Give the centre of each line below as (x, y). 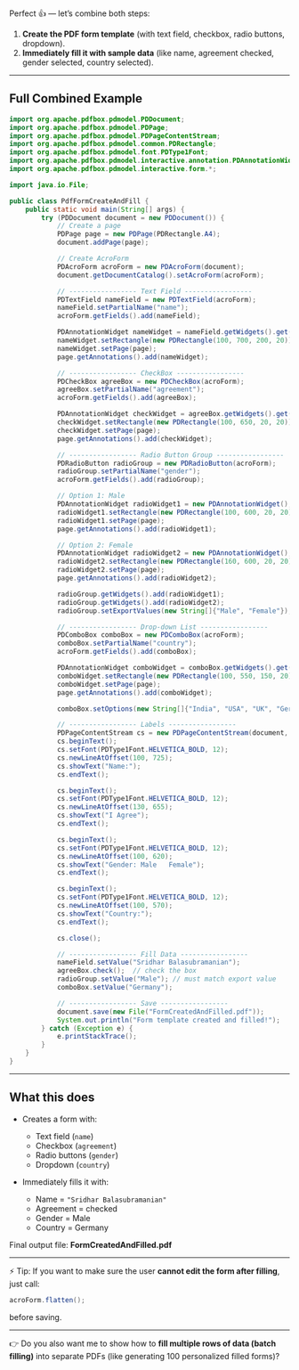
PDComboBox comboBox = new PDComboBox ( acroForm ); (150, 635)
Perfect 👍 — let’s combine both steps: (80, 13)
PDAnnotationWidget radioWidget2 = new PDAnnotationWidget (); (174, 553)
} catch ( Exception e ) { (87, 1028)
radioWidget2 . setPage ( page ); (111, 570)
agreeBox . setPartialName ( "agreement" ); (130, 390)
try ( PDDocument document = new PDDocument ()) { (133, 217)
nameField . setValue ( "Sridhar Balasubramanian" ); (149, 962)
